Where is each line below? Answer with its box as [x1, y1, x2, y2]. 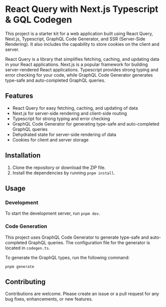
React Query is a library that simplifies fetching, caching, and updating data [5, 56, 160, 62]
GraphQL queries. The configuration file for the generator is [28, 239, 150, 245]
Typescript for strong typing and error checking [12, 116, 110, 122]
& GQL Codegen [5, 14, 72, 25]
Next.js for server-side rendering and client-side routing [12, 110, 127, 116]
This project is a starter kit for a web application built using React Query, [5, 30, 153, 36]
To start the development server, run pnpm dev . [5, 210, 100, 216]
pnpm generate [5, 264, 35, 269]
